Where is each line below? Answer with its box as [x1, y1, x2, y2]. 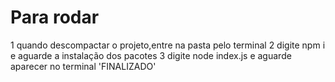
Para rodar [10, 6, 100, 29]
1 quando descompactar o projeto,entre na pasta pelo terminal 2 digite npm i [10, 39, 326, 51]
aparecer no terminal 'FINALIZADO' [10, 60, 157, 72]
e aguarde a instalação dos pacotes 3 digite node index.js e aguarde [10, 49, 292, 61]
